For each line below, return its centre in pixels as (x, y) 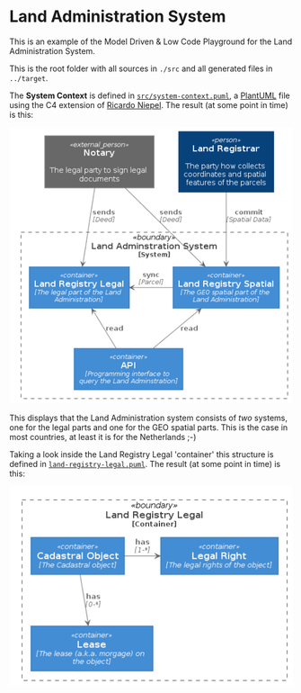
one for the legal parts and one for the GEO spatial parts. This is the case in (149, 427)
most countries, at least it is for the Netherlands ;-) (103, 437)
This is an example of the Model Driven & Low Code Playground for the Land (151, 41)
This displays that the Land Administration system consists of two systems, (149, 418)
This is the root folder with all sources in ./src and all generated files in (141, 68)
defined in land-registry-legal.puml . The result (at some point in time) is (145, 464)
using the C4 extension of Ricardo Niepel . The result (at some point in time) (149, 104)
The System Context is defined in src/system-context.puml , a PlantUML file (150, 95)
